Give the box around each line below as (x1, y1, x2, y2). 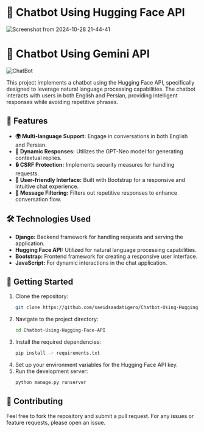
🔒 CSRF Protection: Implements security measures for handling (15, 161, 175, 168)
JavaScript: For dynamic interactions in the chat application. (15, 259, 167, 267)
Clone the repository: (15, 293, 69, 300)
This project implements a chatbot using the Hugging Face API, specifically (6, 78, 195, 86)
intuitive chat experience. (15, 183, 79, 190)
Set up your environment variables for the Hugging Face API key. (15, 361, 178, 368)
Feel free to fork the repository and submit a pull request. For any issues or (6, 412, 194, 419)
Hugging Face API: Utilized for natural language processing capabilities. (15, 246, 197, 253)
